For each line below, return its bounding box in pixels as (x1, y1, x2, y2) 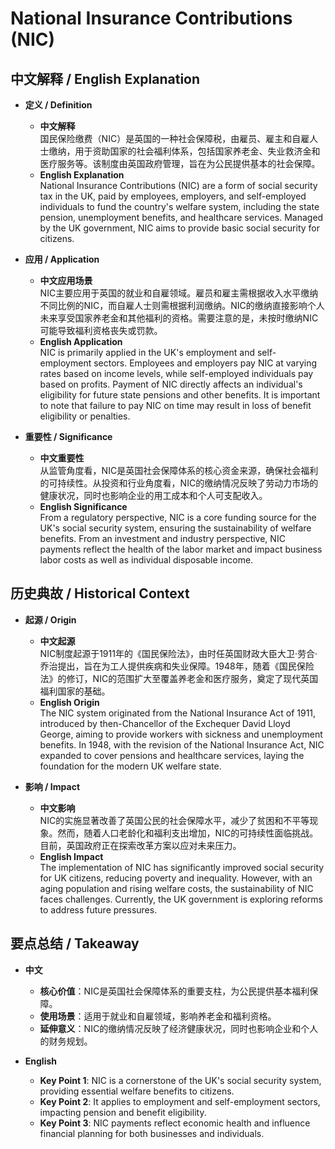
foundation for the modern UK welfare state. (39, 760, 222, 772)
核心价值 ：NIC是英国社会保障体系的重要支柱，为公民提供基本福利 (39, 985, 310, 997)
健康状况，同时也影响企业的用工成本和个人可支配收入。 (39, 490, 268, 501)
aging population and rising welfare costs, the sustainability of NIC (39, 882, 314, 894)
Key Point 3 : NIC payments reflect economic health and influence (39, 1117, 311, 1129)
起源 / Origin (24, 613, 77, 626)
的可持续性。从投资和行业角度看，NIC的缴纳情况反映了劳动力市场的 (39, 477, 319, 489)
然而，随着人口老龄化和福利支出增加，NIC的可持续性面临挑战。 (57, 827, 319, 839)
